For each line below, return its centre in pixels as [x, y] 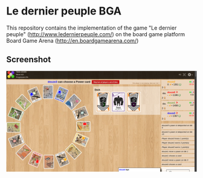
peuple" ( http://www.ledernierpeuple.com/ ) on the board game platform [96, 34]
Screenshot [29, 59]
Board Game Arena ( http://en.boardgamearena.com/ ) [72, 40]
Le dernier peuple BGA [64, 11]
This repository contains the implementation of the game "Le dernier [92, 28]
